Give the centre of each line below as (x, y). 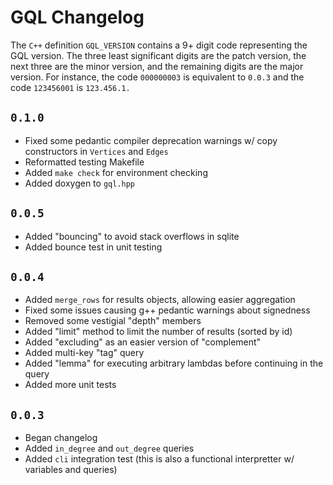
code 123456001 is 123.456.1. (70, 87)
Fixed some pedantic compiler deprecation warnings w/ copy (151, 140)
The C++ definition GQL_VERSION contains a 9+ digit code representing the (159, 45)
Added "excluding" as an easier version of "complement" (143, 342)
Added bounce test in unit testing (93, 247)
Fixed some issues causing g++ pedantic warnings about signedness (167, 310)
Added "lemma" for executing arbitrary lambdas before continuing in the (174, 363)
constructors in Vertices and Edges (96, 151)
